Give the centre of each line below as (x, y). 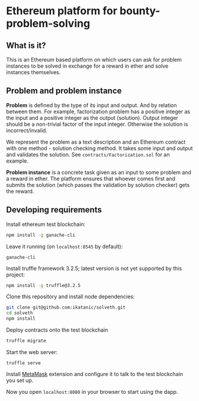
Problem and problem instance (64, 91)
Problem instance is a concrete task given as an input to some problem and (99, 172)
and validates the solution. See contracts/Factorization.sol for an (88, 154)
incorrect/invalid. (27, 130)
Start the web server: (32, 352)
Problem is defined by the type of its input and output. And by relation (92, 105)
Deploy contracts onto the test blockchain (57, 330)
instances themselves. (33, 72)
